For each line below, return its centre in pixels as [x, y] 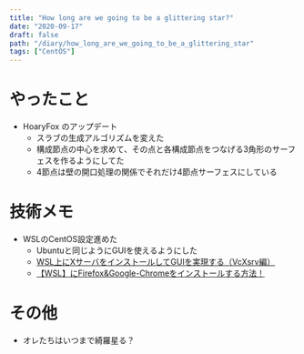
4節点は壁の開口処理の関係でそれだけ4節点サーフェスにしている [157, 172]
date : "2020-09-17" [46, 26]
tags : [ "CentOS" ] [42, 52]
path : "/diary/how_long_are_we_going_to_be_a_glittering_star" [132, 43]
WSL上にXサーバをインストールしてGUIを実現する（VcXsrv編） [156, 262]
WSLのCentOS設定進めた [70, 239]
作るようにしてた [92, 161]
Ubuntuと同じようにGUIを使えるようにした [117, 250]
